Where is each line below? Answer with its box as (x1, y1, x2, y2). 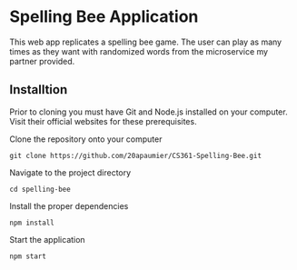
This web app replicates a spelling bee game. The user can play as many (9, 36, 282, 47)
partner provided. (9, 55, 75, 66)
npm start (9, 252, 47, 261)
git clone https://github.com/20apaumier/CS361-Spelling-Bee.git (9, 151, 262, 160)
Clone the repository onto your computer (9, 134, 163, 145)
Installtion (9, 82, 68, 97)
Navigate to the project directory (9, 166, 132, 178)
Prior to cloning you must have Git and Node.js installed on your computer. (9, 106, 288, 117)
